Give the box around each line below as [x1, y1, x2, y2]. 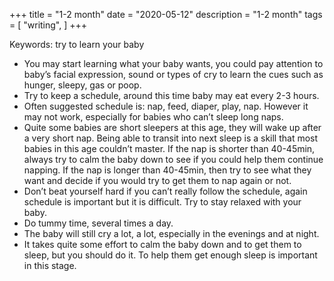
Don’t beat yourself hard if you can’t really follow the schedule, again [23, 185, 308, 197]
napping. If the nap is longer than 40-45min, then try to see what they [23, 164, 312, 176]
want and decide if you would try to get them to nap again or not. [23, 175, 292, 186]
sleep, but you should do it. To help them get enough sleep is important [23, 249, 318, 261]
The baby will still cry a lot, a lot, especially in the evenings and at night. [23, 228, 320, 239]
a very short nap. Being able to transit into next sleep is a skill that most [23, 132, 319, 144]
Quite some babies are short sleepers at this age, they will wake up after [23, 122, 322, 133]
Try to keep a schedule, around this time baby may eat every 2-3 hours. [23, 90, 320, 101]
